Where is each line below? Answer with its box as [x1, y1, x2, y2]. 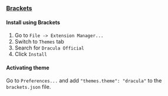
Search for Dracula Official [14, 44, 84, 51]
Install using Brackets [6, 19, 61, 26]
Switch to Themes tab [14, 38, 65, 45]
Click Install [14, 51, 47, 58]
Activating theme [6, 64, 50, 71]
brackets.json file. [6, 84, 51, 91]
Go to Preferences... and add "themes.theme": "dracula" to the [6, 77, 162, 84]
